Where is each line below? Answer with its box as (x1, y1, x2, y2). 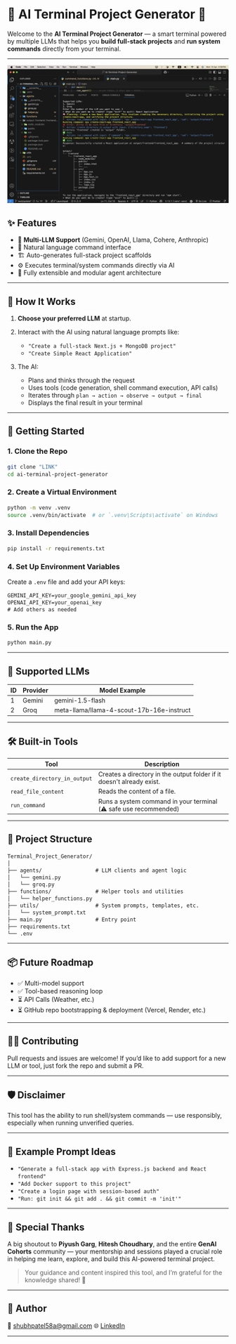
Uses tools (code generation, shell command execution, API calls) (27, 384, 218, 392)
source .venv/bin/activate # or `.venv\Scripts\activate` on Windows (7, 511, 218, 518)
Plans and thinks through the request (27, 376, 136, 385)
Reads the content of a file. (98, 787, 176, 796)
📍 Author (7, 1303, 47, 1314)
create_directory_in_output (10, 775, 93, 782)
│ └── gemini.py (7, 874, 61, 881)
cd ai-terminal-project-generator (7, 471, 109, 478)
